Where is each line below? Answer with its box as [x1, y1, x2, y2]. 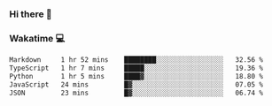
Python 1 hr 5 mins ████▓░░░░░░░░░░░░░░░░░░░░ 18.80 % [9, 72, 264, 80]
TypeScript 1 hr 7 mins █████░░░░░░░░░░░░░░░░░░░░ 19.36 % [9, 64, 264, 73]
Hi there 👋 [9, 8, 53, 20]
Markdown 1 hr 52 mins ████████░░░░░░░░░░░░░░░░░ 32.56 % [9, 56, 264, 64]
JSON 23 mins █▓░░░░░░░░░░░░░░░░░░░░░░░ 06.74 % [9, 88, 264, 97]
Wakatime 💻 [9, 32, 66, 44]
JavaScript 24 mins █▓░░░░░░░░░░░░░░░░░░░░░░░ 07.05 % [9, 79, 264, 89]
